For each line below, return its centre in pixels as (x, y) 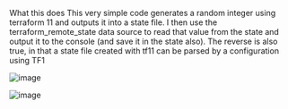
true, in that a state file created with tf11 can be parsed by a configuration (144, 51)
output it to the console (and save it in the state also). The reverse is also (144, 41)
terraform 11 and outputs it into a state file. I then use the (113, 22)
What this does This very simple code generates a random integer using (143, 13)
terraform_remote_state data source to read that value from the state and (144, 32)
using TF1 (27, 60)
